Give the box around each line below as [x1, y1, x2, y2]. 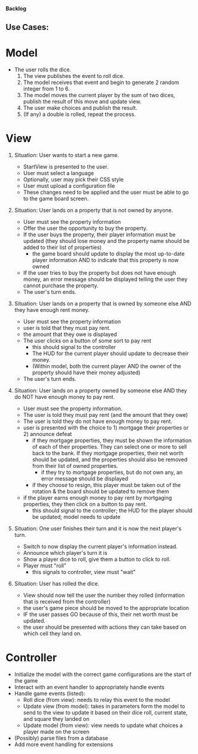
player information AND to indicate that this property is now [32, 256, 179, 263]
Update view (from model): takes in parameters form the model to [23, 702, 185, 710]
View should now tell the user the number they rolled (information [23, 591, 185, 599]
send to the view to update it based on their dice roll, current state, [23, 708, 188, 716]
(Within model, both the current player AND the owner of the [32, 362, 181, 370]
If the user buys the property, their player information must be [23, 231, 176, 238]
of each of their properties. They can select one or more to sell [32, 443, 187, 450]
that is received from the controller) [23, 597, 111, 605]
